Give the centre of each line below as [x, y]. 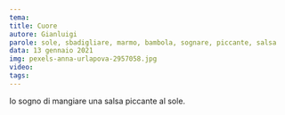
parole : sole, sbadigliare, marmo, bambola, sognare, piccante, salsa [143, 42]
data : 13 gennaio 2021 [51, 51]
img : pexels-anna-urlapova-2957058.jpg [83, 59]
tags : [19, 76]
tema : [19, 17]
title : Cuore [33, 26]
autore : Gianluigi [43, 34]
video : [21, 68]
